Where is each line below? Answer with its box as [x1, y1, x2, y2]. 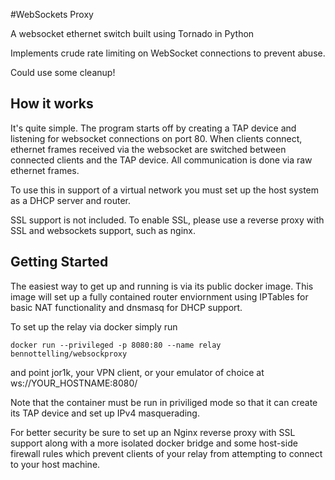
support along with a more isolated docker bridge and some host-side [10, 437, 298, 449]
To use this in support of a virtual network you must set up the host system [10, 184, 320, 196]
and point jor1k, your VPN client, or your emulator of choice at [10, 366, 265, 378]
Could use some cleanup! [10, 67, 116, 78]
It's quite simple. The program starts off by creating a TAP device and [10, 122, 297, 134]
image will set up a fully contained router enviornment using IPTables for [10, 290, 309, 303]
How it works [10, 95, 94, 113]
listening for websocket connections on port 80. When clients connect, [10, 132, 303, 144]
